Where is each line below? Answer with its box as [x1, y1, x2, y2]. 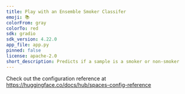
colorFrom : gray [6, 20, 46, 26]
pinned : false [6, 48, 42, 54]
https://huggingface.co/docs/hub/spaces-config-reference [6, 81, 152, 88]
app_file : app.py [6, 42, 49, 48]
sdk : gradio [6, 31, 36, 37]
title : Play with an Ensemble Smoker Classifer [6, 8, 127, 15]
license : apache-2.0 [6, 53, 58, 59]
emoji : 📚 [6, 14, 30, 20]
